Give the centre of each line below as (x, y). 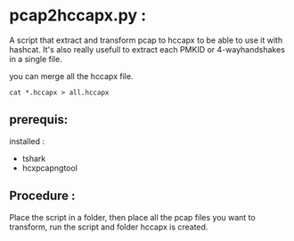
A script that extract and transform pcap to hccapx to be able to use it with (146, 40)
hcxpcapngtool (50, 168)
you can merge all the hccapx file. (71, 76)
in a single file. (36, 59)
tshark (34, 158)
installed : (27, 141)
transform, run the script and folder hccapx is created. (109, 227)
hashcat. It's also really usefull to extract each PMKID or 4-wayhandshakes (147, 49)
